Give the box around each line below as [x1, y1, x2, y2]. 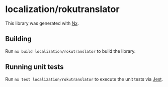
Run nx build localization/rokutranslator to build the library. [5, 48, 136, 54]
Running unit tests [5, 63, 64, 71]
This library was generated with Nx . [5, 20, 79, 26]
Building [5, 35, 32, 43]
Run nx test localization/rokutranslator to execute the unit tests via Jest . [5, 76, 163, 82]
